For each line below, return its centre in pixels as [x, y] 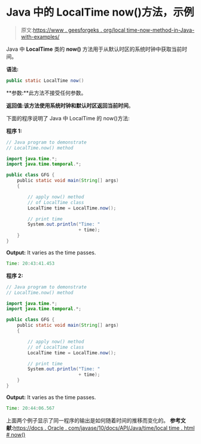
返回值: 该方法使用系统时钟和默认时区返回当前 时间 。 [70, 105]
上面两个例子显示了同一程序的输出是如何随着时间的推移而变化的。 [87, 420]
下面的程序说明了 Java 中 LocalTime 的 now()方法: [68, 118]
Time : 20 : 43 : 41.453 [31, 263]
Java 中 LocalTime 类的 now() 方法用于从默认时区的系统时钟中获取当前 [94, 49]
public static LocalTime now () [45, 80]
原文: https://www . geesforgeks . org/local [73, 30]
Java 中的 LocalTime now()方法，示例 [100, 12]
